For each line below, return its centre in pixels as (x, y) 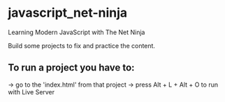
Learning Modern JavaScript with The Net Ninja (77, 32)
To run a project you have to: (71, 68)
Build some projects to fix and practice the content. (82, 45)
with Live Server (31, 92)
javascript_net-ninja (68, 13)
